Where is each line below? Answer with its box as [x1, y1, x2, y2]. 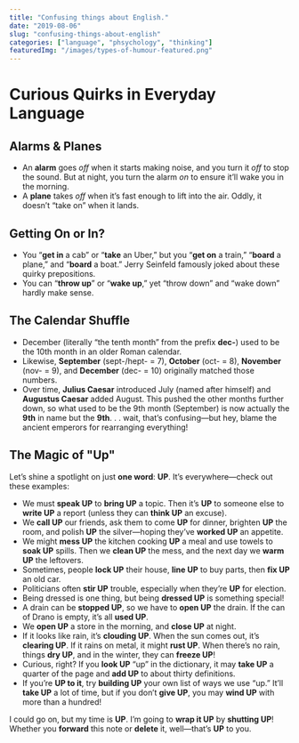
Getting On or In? [9, 226, 105, 241]
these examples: [9, 481, 69, 491]
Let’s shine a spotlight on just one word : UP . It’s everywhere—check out [9, 471, 273, 481]
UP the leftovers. [21, 554, 85, 565]
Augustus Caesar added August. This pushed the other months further [21, 393, 285, 404]
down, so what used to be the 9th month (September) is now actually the [21, 402, 290, 414]
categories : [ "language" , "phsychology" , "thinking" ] [9, 37, 214, 47]
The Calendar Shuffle [9, 313, 131, 328]
